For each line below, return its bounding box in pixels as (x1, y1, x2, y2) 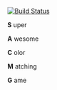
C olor (7, 49, 26, 56)
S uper (7, 21, 27, 29)
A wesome (7, 34, 39, 43)
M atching (7, 62, 37, 71)
